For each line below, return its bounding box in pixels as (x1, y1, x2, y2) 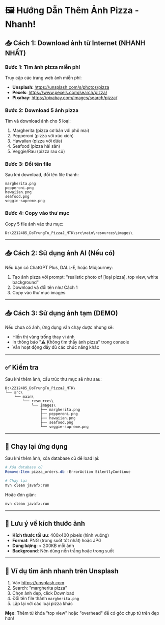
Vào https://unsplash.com (12, 580, 65, 586)
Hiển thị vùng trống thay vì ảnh (12, 334, 75, 340)
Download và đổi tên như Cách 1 (12, 284, 78, 290)
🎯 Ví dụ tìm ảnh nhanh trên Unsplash (5, 567, 119, 575)
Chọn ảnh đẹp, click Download (12, 590, 75, 596)
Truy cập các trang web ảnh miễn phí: (5, 75, 82, 80)
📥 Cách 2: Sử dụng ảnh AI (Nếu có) (5, 249, 115, 258)
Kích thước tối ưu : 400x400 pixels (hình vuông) (12, 532, 110, 538)
